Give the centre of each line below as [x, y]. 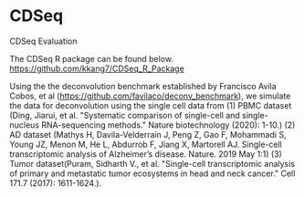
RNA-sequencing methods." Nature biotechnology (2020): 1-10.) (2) [168, 125]
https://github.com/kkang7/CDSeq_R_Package [97, 68]
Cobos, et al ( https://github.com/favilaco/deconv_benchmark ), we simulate [150, 96]
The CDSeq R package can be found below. [91, 58]
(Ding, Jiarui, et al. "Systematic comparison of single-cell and [125, 115]
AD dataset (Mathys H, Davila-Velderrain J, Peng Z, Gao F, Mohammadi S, [148, 134]
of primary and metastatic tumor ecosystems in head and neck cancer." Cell [152, 173]
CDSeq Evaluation [43, 41]
